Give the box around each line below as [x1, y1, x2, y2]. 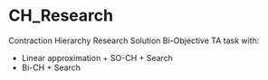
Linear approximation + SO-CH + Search [21, 52, 174, 63]
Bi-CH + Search [21, 62, 81, 73]
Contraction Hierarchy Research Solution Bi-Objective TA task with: [8, 35, 260, 46]
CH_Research [8, 5, 114, 26]
